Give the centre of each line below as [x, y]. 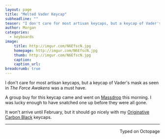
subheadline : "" [22, 19]
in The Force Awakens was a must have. [46, 88]
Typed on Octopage [140, 131]
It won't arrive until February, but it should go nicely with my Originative [77, 112]
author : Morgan [21, 28]
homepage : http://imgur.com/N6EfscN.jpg [56, 50]
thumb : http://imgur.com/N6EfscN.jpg [53, 55]
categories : [17, 32]
